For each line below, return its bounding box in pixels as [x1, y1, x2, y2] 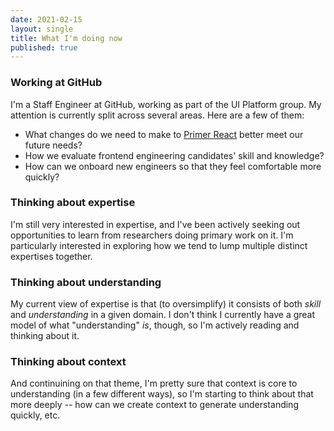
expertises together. [10, 250, 93, 262]
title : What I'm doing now [10, 33, 123, 43]
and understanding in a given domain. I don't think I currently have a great [10, 309, 316, 321]
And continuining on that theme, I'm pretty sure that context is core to [10, 377, 298, 390]
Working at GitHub [10, 76, 103, 90]
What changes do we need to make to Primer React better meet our [24, 128, 304, 140]
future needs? [24, 139, 83, 151]
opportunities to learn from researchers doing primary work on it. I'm [10, 229, 294, 241]
